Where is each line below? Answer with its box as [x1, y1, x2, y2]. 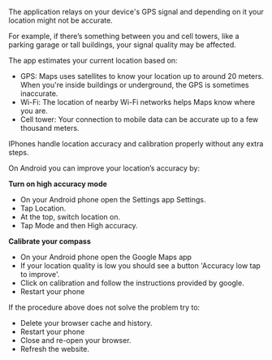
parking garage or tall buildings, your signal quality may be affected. [8, 40, 237, 50]
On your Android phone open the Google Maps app [19, 252, 192, 262]
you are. [19, 106, 49, 115]
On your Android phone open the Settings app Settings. [19, 195, 206, 204]
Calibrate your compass [8, 236, 92, 246]
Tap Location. [19, 203, 67, 213]
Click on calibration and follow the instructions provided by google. [19, 278, 245, 288]
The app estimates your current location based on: [8, 56, 178, 65]
